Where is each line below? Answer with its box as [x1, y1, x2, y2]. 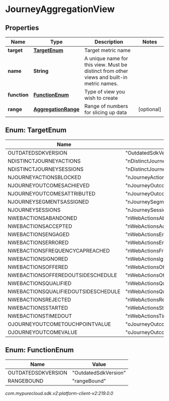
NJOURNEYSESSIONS [8, 206, 61, 213]
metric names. [84, 80, 118, 87]
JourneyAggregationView [5, 4, 115, 15]
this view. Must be [84, 61, 127, 68]
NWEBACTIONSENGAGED [8, 231, 70, 238]
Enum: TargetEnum [5, 126, 67, 135]
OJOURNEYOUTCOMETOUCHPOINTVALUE [8, 320, 112, 327]
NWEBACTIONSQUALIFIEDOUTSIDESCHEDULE [8, 288, 121, 295]
